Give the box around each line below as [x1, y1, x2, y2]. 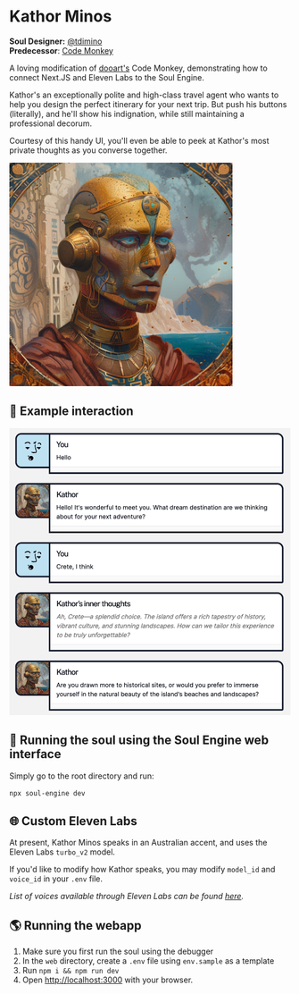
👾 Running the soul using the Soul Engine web [9, 733, 270, 748]
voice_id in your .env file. [9, 873, 104, 884]
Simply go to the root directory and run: [9, 771, 154, 781]
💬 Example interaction [9, 404, 134, 419]
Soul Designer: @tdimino [9, 36, 103, 46]
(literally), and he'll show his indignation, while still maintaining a [9, 108, 245, 119]
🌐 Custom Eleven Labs [9, 813, 138, 829]
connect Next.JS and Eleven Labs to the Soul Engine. [9, 72, 205, 82]
